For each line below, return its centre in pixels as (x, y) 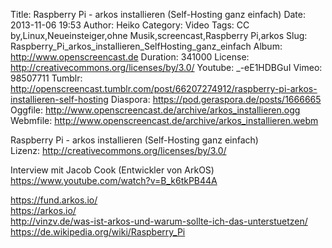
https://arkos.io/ (43, 210)
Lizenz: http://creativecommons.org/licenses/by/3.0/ (118, 150)
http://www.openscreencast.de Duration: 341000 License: (130, 57)
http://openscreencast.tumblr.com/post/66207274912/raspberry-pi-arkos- (164, 88)
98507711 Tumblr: (46, 78)
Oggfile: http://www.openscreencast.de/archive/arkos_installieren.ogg (155, 110)
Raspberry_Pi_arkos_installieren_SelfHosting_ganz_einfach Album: (146, 46)
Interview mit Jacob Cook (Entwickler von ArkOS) (112, 170)
